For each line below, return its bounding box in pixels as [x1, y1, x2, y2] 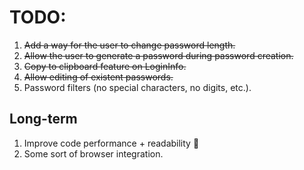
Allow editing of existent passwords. [23, 71, 174, 83]
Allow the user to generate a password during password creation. [23, 49, 294, 61]
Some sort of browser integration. [23, 147, 164, 160]
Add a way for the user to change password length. [23, 39, 236, 51]
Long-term [9, 111, 78, 128]
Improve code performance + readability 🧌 [23, 137, 200, 149]
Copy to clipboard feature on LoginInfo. [23, 60, 187, 72]
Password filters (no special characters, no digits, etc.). [23, 81, 252, 93]
